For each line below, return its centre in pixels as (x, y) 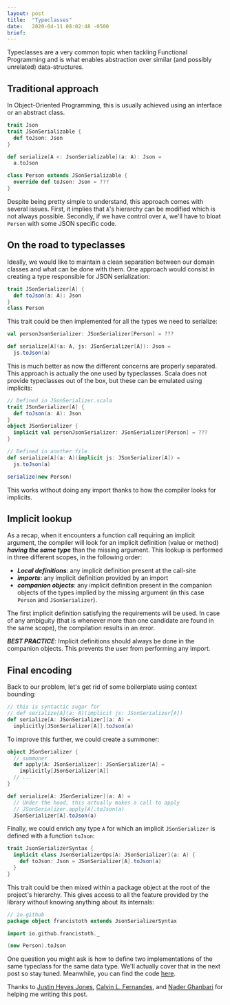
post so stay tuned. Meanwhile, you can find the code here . (92, 974)
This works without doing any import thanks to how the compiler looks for (112, 490)
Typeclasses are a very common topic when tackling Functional (97, 52)
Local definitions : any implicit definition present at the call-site (106, 571)
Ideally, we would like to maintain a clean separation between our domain (111, 262)
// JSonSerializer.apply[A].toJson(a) (69, 809)
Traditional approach (53, 89)
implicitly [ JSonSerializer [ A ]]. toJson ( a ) (74, 726)
